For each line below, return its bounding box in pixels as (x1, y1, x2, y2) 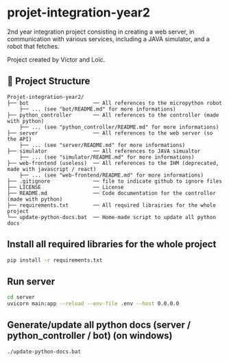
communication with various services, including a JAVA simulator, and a (7, 34, 210, 43)
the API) (7, 135, 32, 142)
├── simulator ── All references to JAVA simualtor (7, 148, 201, 155)
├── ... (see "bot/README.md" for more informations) (19, 105, 176, 113)
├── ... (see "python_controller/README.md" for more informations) (19, 124, 219, 131)
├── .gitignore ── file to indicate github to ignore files (7, 177, 223, 185)
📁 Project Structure (7, 76, 91, 87)
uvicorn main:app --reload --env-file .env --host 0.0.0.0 (7, 300, 180, 307)
